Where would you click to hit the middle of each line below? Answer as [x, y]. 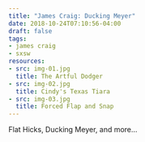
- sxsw [19, 54]
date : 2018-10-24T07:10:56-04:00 [65, 24]
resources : [27, 62]
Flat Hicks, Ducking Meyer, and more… [73, 130]
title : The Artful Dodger [60, 76]
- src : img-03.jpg [39, 99]
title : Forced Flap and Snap [65, 106]
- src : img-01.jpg [39, 69]
